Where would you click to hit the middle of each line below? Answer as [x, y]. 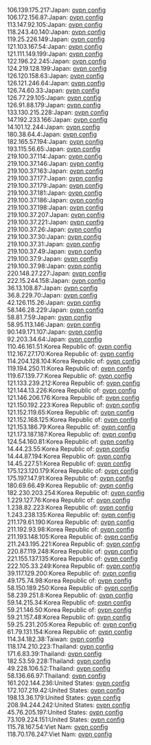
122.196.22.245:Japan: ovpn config [57, 61]
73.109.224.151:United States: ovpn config [66, 720]
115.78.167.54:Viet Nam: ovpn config [58, 727]
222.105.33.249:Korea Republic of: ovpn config [74, 566]
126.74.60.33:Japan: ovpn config [54, 90]
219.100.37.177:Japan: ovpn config [55, 178]
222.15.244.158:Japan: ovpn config [56, 281]
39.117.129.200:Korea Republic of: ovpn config [72, 573]
